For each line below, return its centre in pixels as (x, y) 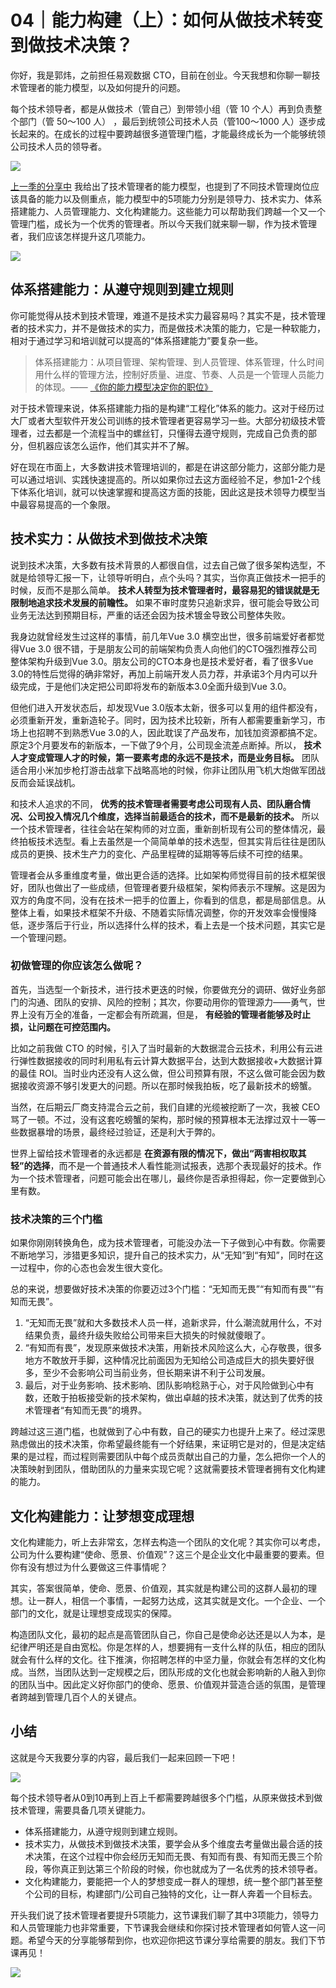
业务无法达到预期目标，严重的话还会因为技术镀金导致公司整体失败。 (150, 615)
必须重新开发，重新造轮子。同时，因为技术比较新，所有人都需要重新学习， (163, 720)
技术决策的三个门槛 (56, 1219)
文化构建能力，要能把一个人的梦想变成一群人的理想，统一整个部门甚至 (169, 1881)
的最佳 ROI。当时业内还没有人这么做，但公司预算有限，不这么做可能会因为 (163, 1073)
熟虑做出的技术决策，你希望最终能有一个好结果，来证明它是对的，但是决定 (163, 1444)
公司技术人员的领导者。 (58, 146)
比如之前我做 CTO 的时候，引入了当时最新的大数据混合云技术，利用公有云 (162, 1048)
